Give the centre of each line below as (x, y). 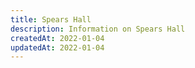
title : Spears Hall (51, 19)
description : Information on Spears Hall (98, 29)
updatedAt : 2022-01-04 (57, 47)
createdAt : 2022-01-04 (57, 38)
